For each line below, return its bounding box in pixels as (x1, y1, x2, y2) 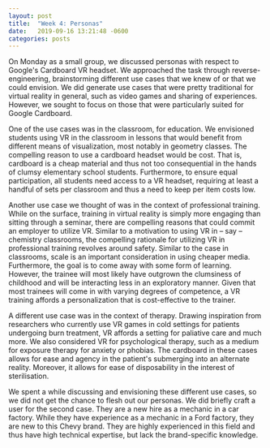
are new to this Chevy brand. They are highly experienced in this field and (8, 421, 255, 431)
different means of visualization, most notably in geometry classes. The (8, 141, 247, 151)
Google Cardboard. (8, 109, 73, 118)
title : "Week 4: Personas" (8, 19, 104, 28)
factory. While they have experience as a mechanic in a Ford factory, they (8, 413, 255, 423)
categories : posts (8, 34, 71, 43)
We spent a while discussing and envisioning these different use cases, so (8, 387, 257, 397)
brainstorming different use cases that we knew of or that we (52, 74, 256, 84)
